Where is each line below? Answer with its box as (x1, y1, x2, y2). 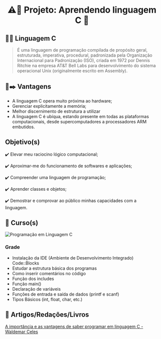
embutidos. (12, 124, 35, 130)
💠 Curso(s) (5, 219, 39, 227)
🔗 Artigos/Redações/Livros (5, 311, 89, 319)
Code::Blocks (12, 260, 40, 266)
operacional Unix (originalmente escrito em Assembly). (17, 68, 128, 74)
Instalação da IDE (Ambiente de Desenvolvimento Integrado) (12, 255, 134, 260)
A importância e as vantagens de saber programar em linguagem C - (5, 323, 143, 329)
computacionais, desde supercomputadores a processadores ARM (12, 119, 147, 124)
